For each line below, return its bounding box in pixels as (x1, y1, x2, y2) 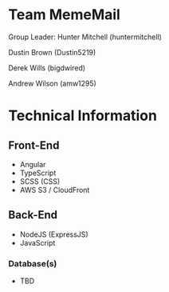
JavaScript (19, 238, 56, 247)
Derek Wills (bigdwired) (8, 62, 86, 73)
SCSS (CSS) (19, 176, 61, 186)
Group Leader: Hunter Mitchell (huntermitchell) (8, 32, 162, 42)
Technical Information (8, 106, 158, 125)
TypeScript (19, 168, 57, 178)
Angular (19, 159, 46, 169)
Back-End (8, 208, 58, 222)
